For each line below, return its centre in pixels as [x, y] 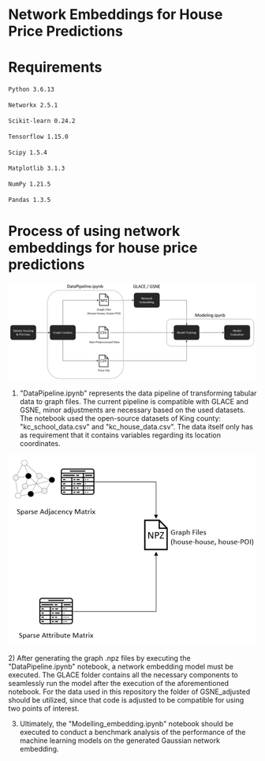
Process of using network [94, 231]
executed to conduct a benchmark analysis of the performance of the [132, 732]
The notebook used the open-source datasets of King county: [120, 418]
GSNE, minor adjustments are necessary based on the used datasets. [132, 410]
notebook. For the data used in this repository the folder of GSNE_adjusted [129, 692]
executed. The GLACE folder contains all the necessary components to [123, 675]
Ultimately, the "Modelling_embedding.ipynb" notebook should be [127, 723]
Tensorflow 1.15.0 [38, 137]
